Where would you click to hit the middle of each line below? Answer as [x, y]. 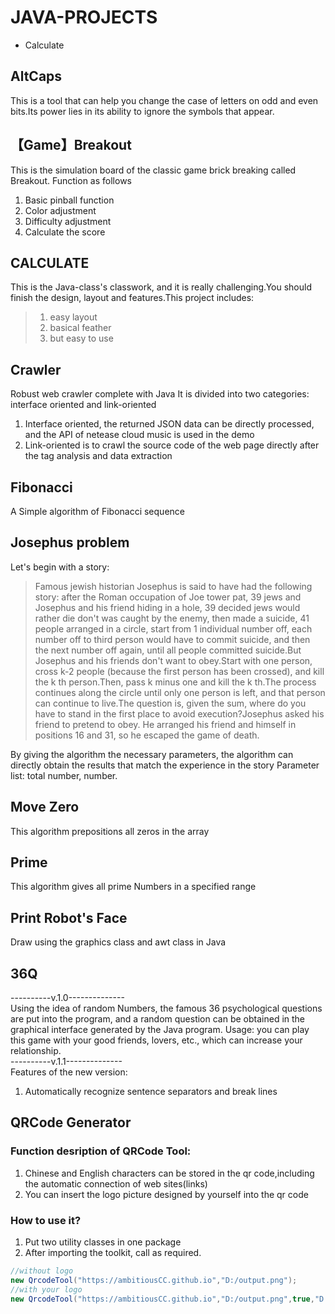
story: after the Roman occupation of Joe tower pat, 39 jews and [168, 597]
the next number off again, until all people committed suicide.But [168, 650]
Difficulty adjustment [68, 221]
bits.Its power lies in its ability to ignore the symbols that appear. [142, 111]
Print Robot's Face [69, 917]
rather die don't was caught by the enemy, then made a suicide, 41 [172, 618]
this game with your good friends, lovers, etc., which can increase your [156, 1040]
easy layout [73, 317]
